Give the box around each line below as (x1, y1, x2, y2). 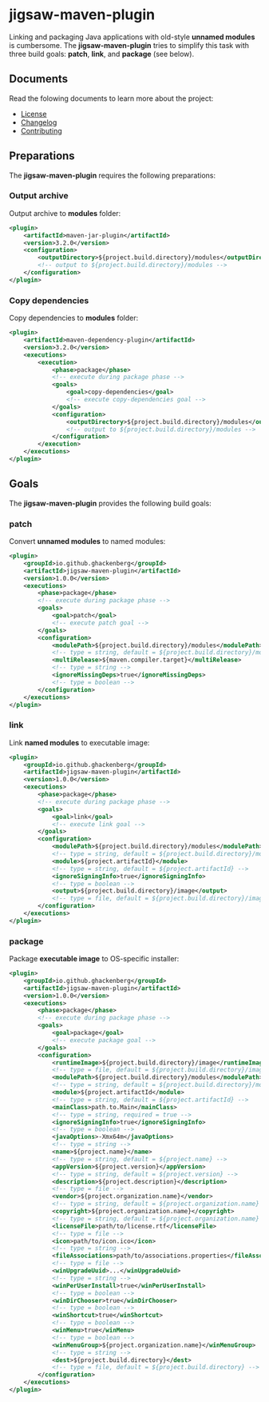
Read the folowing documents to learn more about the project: (9, 94, 214, 103)
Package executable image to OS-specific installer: (9, 954, 180, 964)
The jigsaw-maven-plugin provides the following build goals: (9, 498, 212, 508)
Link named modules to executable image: (9, 737, 150, 747)
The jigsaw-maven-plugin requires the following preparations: (9, 170, 216, 180)
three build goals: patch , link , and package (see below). (9, 49, 195, 58)
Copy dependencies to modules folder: (9, 314, 139, 323)
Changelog (20, 118, 57, 127)
